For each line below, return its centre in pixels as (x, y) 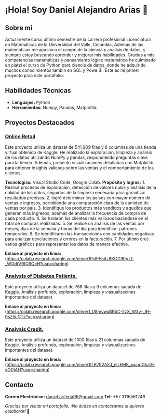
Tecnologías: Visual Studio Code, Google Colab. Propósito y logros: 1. (75, 182)
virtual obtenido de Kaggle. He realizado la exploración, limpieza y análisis (79, 152)
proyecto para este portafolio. (34, 75)
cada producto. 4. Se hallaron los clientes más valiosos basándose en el (77, 218)
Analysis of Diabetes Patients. (41, 276)
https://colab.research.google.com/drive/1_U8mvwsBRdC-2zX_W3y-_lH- (79, 311)
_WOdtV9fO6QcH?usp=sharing (36, 264)
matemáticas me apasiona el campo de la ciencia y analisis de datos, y (75, 50)
